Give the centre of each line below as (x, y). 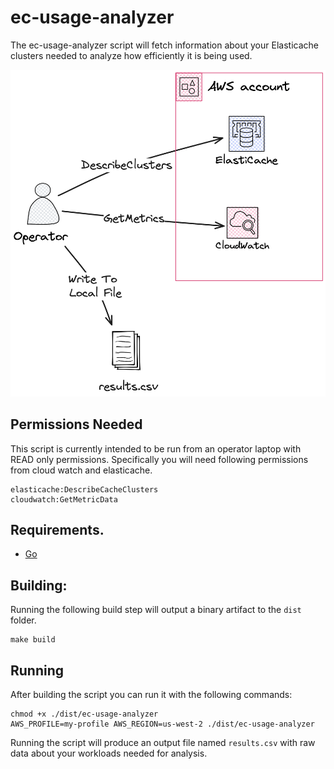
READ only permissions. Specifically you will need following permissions (159, 459)
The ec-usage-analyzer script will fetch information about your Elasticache (164, 45)
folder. (23, 620)
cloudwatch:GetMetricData (64, 499)
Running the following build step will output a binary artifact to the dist (156, 610)
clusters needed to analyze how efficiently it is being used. (131, 55)
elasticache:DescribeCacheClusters (84, 489)
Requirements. (57, 530)
